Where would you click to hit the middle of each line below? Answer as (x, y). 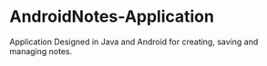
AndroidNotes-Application (112, 17)
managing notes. (41, 51)
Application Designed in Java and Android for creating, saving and (134, 42)
